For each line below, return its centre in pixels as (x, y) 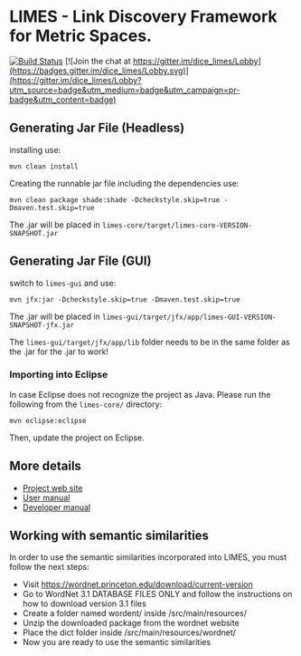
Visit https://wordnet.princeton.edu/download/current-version (137, 584)
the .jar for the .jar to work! (59, 352)
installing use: (35, 150)
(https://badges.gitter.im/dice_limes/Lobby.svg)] (99, 71)
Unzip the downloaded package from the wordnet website (131, 623)
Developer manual (56, 507)
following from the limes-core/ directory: (86, 404)
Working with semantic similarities (109, 536)
